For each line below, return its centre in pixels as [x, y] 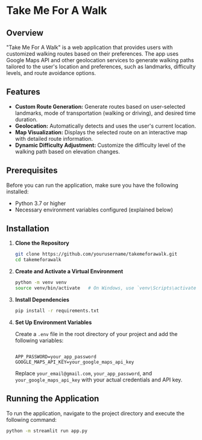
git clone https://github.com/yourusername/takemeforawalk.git [96, 254]
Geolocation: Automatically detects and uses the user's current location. [106, 126]
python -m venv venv [41, 283]
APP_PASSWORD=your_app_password [55, 357]
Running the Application [53, 399]
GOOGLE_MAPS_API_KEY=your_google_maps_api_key [74, 362]
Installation [28, 229]
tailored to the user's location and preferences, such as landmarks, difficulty [101, 66]
